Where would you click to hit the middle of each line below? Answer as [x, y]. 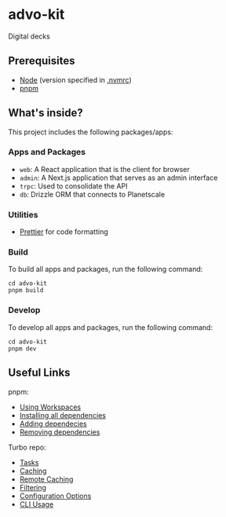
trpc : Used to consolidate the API [73, 185]
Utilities [23, 214]
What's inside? [46, 113]
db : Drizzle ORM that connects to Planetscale [92, 194]
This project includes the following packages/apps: [91, 132]
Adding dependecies [53, 423]
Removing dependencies [60, 432]
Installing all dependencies [62, 415]
